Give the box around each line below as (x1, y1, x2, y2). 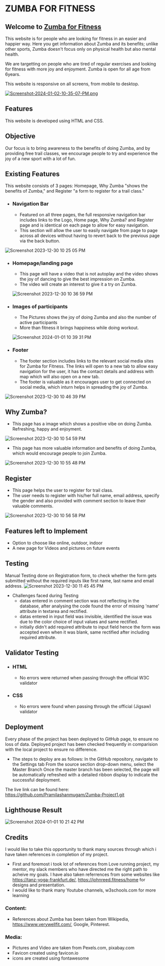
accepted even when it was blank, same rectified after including (19, 629, 150, 635)
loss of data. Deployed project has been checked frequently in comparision (5, 741, 158, 747)
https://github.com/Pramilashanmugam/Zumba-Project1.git (5, 792, 125, 798)
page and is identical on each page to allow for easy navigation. (19, 222, 149, 228)
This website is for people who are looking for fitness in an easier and (5, 35, 147, 41)
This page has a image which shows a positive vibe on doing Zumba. (12, 421, 153, 427)
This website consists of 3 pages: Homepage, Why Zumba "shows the (5, 183, 148, 189)
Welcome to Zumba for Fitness (5, 23, 102, 31)
